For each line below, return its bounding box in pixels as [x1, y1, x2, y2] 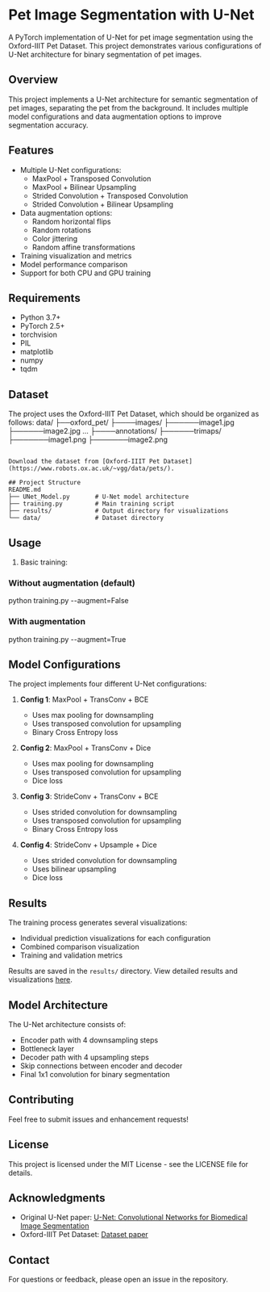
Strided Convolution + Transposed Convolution [31, 191, 189, 200]
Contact [8, 1253, 50, 1267]
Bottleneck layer [19, 1044, 75, 1054]
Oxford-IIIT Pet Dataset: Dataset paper [19, 1230, 149, 1240]
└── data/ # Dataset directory [8, 514, 164, 522]
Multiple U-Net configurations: [19, 165, 122, 174]
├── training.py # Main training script [8, 500, 175, 508]
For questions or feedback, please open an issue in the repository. [8, 1274, 228, 1285]
